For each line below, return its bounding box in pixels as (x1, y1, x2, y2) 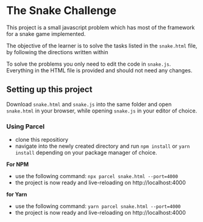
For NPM (6, 161, 29, 168)
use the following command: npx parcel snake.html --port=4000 (15, 173, 179, 180)
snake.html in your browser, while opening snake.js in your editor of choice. (6, 107, 198, 114)
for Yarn (6, 191, 27, 198)
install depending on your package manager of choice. (15, 149, 157, 156)
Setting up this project (6, 85, 93, 95)
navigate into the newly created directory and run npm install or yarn (15, 142, 190, 150)
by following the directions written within (6, 48, 109, 55)
